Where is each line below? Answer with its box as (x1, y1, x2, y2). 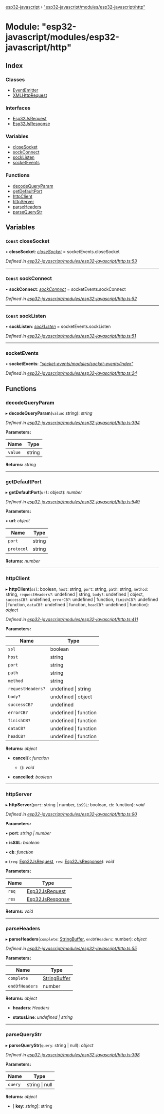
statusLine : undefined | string (12, 1014, 73, 1020)
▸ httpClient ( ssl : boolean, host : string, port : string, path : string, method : (5, 586, 148, 592)
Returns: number (5, 558, 40, 564)
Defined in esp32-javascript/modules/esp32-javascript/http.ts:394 (5, 420, 140, 426)
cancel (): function (12, 755, 49, 761)
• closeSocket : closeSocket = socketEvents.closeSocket (5, 249, 120, 255)
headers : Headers (12, 1005, 50, 1011)
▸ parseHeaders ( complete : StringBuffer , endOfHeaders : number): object (5, 936, 147, 942)
